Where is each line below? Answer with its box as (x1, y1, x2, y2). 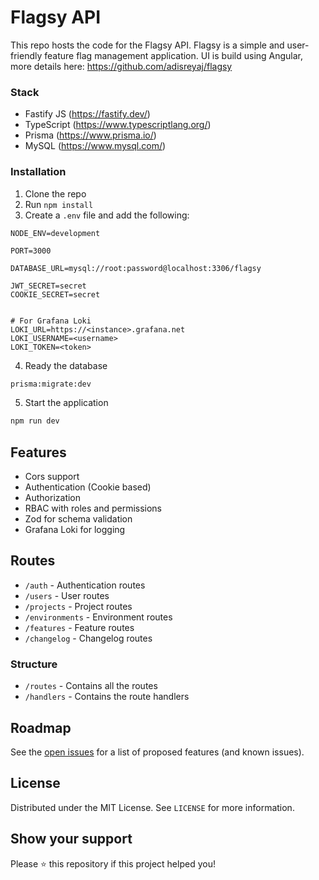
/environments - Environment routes (24, 611, 173, 623)
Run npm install (24, 198, 94, 210)
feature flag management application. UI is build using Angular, (44, 49, 304, 61)
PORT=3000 (10, 246, 52, 256)
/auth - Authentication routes (24, 579, 146, 591)
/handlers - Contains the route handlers (24, 691, 190, 703)
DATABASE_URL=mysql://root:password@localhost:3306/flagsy (10, 263, 262, 273)
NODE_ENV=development (10, 228, 101, 238)
